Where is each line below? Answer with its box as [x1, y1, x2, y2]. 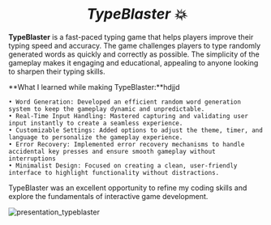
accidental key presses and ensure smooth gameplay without [8, 147, 217, 155]
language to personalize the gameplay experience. [8, 133, 183, 142]
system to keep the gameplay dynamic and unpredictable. [8, 104, 205, 113]
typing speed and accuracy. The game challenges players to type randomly [8, 40, 261, 50]
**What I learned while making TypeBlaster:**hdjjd [8, 82, 180, 91]
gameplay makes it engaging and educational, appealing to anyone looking [8, 57, 259, 67]
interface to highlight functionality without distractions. [8, 168, 220, 176]
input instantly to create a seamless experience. [8, 119, 183, 127]
